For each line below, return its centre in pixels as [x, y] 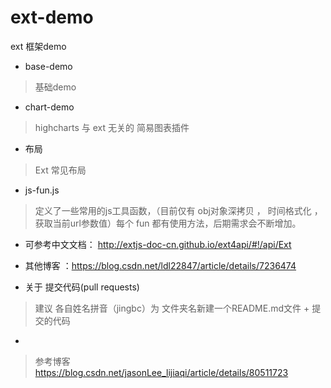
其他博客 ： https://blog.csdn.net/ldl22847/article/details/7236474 [160, 265]
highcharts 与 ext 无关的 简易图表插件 [112, 127]
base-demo [48, 66]
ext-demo [52, 17]
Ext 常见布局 [60, 170]
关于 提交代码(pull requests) [82, 287]
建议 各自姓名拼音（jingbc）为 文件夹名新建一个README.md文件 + [172, 308]
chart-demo [49, 107]
